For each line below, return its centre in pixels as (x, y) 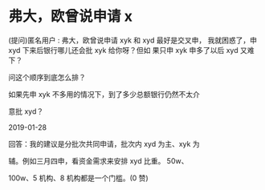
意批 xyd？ (26, 111)
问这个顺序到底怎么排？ (47, 77)
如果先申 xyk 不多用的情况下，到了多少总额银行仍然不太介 (104, 94)
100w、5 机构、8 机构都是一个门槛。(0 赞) (78, 178)
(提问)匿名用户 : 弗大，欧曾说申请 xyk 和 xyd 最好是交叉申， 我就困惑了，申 (132, 40)
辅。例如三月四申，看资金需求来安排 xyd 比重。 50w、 (98, 160)
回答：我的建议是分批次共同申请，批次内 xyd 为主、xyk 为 (104, 144)
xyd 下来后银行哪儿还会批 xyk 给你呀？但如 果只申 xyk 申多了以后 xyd (123, 50)
